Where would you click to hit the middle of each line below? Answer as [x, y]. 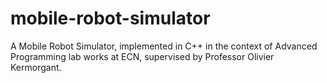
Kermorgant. [36, 67]
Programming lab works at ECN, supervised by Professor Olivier [142, 56]
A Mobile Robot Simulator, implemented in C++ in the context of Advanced [164, 46]
